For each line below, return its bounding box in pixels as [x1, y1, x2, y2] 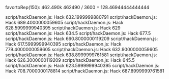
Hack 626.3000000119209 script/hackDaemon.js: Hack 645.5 [5, 57, 135, 63]
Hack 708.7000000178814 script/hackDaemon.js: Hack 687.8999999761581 [5, 68, 164, 74]
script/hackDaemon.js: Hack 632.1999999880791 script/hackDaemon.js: [5, 14, 157, 20]
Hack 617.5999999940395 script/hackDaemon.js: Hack [5, 41, 122, 47]
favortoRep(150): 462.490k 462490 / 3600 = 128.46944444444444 [5, 5, 150, 10]
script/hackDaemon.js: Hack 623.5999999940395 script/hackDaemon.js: [5, 63, 159, 68]
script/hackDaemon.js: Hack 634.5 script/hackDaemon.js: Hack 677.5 [5, 30, 151, 36]
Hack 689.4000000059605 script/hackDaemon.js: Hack [5, 20, 124, 25]
